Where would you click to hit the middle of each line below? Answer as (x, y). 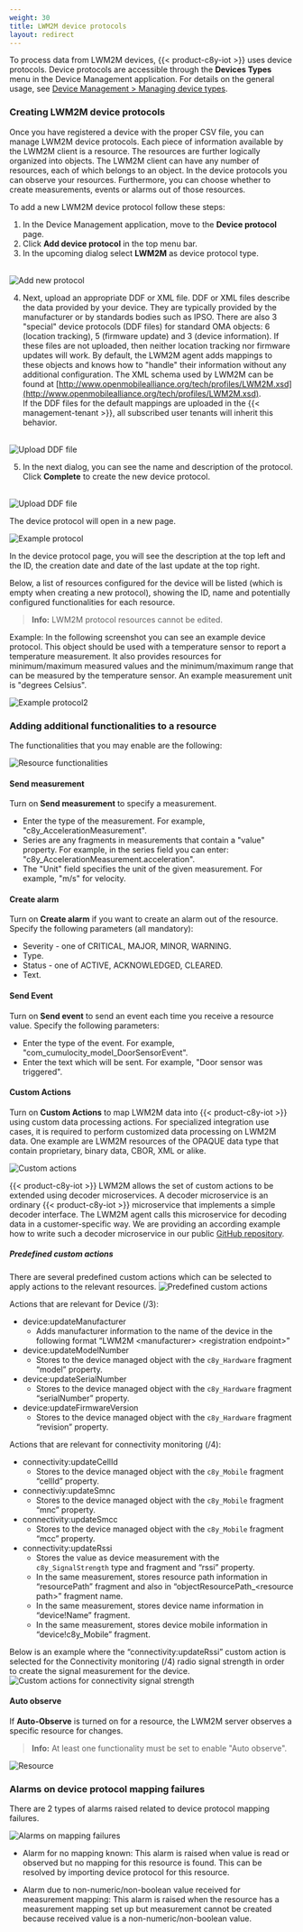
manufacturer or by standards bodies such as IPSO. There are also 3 (150, 317)
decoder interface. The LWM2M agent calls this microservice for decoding (148, 1214)
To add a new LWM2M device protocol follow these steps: (117, 207)
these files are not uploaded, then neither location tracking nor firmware (156, 345)
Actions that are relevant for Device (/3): (84, 1303)
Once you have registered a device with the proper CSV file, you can (137, 132)
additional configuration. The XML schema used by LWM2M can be (148, 374)
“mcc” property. (66, 1538)
